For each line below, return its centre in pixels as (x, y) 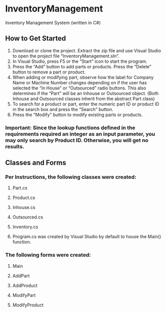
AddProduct (25, 285)
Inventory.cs (25, 227)
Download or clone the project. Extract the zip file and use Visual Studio (87, 50)
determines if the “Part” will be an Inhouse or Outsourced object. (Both (86, 93)
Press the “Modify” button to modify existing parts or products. (77, 115)
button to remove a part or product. (49, 72)
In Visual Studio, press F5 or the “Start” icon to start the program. (80, 61)
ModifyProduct (28, 305)
